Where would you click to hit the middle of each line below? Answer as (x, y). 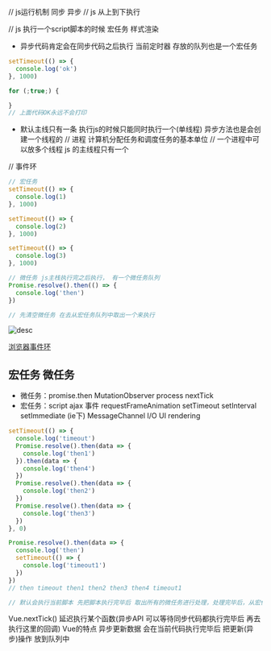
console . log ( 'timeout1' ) (65, 566)
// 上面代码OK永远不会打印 (48, 113)
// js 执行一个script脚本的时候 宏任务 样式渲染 (83, 29)
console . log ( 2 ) (41, 226)
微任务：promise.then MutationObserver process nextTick (117, 396)
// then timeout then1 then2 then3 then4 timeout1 (95, 588)
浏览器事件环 (29, 347)
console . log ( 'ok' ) (47, 68)
